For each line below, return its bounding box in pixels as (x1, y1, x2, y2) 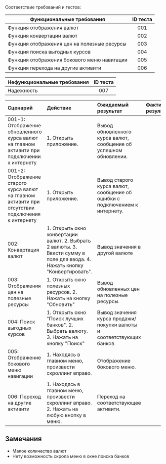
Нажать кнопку (46, 262, 83, 269)
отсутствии (7, 205, 35, 211)
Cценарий (7, 104, 33, 111)
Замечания (5, 435, 42, 443)
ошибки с (97, 195, 120, 202)
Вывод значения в (97, 244, 141, 250)
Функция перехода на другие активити (7, 64, 101, 71)
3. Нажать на (46, 334, 78, 341)
